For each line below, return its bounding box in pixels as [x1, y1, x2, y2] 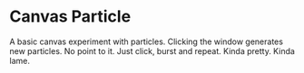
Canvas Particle [9, 6, 132, 27]
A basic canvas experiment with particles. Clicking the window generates [9, 36, 284, 47]
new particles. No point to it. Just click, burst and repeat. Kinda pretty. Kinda [9, 45, 295, 56]
